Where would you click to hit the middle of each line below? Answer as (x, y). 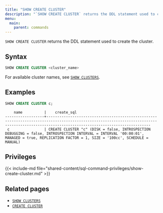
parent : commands (31, 28)
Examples (20, 92)
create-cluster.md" (24, 174)
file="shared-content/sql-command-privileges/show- (90, 168)
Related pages (27, 189)
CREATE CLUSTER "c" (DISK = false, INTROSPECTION (99, 129)
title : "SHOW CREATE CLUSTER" (36, 9)
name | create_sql (45, 112)
